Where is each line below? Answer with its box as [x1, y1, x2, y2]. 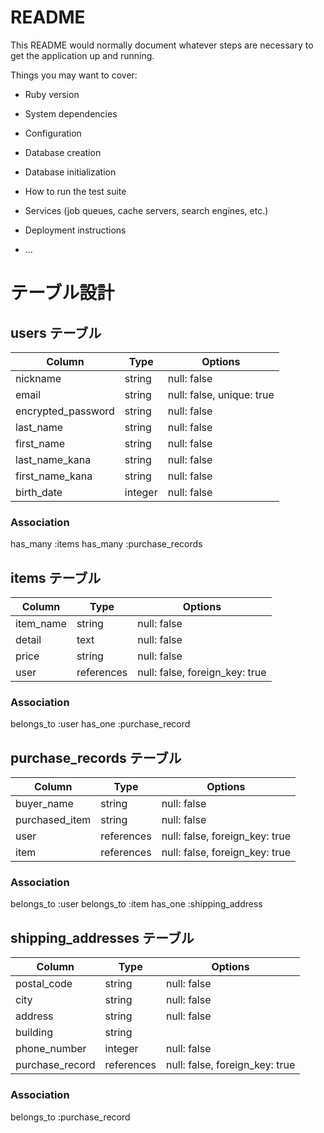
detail [15, 633, 42, 647]
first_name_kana [15, 469, 93, 483]
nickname [15, 371, 62, 385]
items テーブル [10, 569, 102, 586]
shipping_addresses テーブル [10, 929, 195, 946]
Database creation [24, 146, 102, 158]
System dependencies [24, 107, 118, 120]
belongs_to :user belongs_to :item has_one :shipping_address [10, 898, 263, 910]
